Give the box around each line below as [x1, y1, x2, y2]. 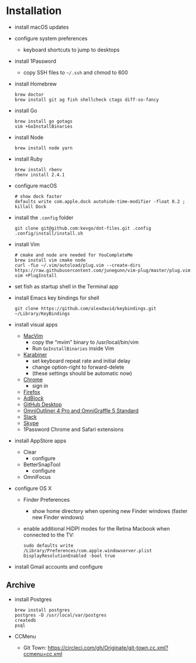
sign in [32, 382, 49, 389]
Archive [6, 580, 36, 590]
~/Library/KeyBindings [14, 311, 70, 317]
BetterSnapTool [23, 461, 61, 468]
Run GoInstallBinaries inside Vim [32, 345, 114, 352]
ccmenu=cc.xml [23, 650, 63, 657]
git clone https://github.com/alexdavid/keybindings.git [14, 305, 157, 311]
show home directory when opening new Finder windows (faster [32, 507, 188, 514]
